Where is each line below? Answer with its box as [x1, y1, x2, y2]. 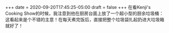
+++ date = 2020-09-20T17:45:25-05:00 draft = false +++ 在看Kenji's [5, 4, 151, 10]
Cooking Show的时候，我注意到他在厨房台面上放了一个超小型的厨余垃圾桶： [5, 10, 164, 16]
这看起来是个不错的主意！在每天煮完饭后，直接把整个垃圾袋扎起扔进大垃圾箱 [5, 17, 164, 22]
